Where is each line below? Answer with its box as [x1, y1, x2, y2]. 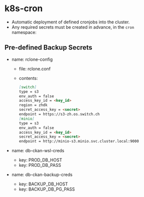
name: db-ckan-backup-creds [11, 172, 72, 178]
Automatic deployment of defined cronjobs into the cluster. [11, 19, 130, 25]
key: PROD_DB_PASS [18, 162, 61, 168]
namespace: [11, 29, 37, 35]
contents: [18, 75, 38, 81]
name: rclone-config [11, 56, 53, 62]
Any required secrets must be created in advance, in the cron [11, 24, 134, 30]
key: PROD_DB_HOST [18, 157, 62, 163]
